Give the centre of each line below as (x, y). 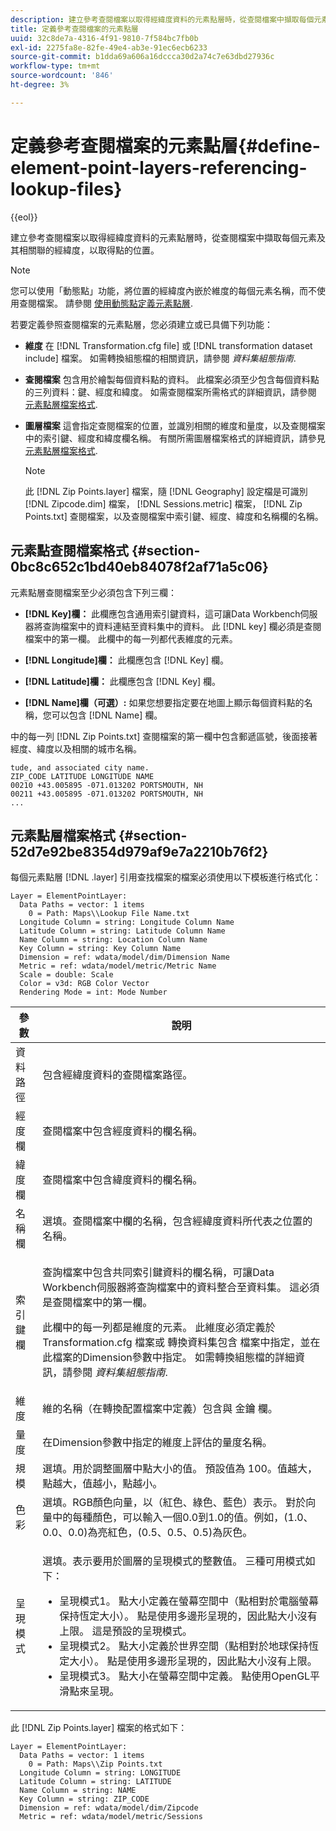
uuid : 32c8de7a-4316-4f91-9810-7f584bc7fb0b (104, 38)
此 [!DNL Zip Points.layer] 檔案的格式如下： (99, 1728)
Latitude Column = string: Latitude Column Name (122, 931)
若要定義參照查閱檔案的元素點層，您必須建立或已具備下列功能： (141, 324)
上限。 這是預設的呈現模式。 (126, 1631)
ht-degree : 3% (40, 85)
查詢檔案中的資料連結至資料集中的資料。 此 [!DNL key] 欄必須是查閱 (182, 626)
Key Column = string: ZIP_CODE (84, 1799)
